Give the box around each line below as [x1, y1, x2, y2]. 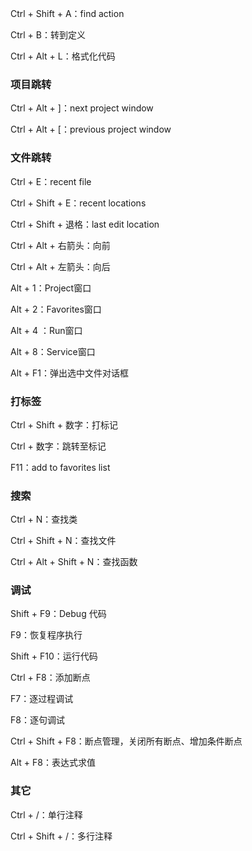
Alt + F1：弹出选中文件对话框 [10, 367, 129, 379]
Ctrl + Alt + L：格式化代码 [10, 50, 116, 62]
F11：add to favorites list [10, 461, 111, 473]
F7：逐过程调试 [10, 693, 74, 705]
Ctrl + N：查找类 [10, 513, 78, 526]
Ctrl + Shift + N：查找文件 [10, 535, 117, 547]
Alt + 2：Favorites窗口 [10, 303, 102, 315]
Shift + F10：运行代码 [10, 650, 98, 662]
